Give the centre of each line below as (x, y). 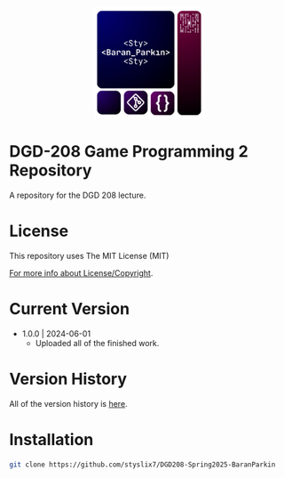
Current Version (70, 309)
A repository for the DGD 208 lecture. (78, 195)
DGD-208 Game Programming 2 (129, 152)
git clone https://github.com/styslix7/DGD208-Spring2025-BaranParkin (142, 465)
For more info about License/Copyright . (81, 272)
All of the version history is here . (68, 403)
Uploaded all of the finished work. (97, 343)
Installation (51, 439)
